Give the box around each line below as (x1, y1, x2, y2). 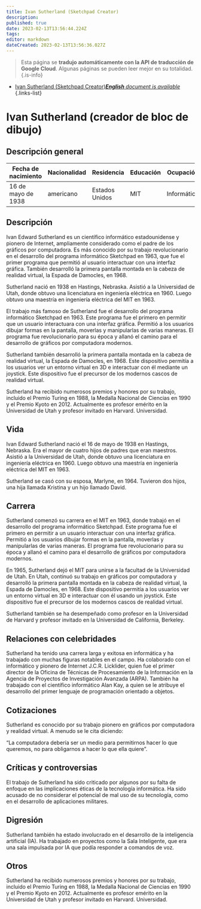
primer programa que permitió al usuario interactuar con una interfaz (6, 259, 176, 266)
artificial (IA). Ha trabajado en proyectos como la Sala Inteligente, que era (6, 837, 187, 844)
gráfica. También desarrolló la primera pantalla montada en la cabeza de (6, 265, 185, 272)
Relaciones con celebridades (6, 634, 117, 644)
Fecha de (11, 164, 39, 172)
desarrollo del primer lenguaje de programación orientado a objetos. (6, 688, 175, 695)
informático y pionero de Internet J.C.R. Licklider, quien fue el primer (6, 662, 175, 669)
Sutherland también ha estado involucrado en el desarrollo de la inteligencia (6, 831, 194, 838)
